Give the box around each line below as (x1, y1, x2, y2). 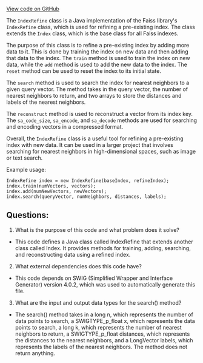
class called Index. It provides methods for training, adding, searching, (15, 244, 191, 251)
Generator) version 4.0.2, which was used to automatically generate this (15, 280, 196, 288)
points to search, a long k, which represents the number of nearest (15, 324, 182, 331)
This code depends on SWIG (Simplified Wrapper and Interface (15, 274, 173, 282)
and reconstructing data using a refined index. (15, 251, 131, 258)
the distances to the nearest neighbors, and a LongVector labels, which (15, 336, 193, 344)
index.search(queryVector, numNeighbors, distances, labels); (6, 194, 167, 200)
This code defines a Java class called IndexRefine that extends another (15, 238, 194, 245)
